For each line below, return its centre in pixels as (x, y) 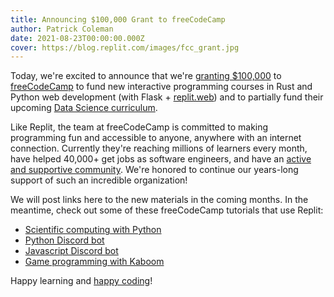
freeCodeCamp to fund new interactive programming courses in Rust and (161, 87)
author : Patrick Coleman (62, 29)
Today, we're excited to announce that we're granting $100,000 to (146, 76)
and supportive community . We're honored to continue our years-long (154, 170)
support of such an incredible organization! (99, 180)
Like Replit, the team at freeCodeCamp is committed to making (139, 127)
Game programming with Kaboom (94, 262)
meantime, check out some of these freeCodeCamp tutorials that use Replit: (167, 210)
